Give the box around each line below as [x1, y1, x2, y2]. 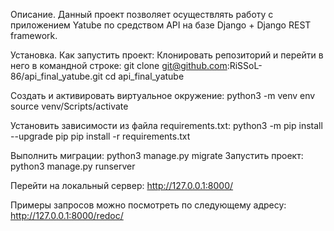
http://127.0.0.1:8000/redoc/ [10, 210, 124, 221]
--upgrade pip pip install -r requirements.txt [10, 130, 191, 142]
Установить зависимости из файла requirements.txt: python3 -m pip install [10, 120, 323, 131]
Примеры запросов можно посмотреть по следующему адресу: [10, 199, 287, 211]
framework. [10, 30, 58, 41]
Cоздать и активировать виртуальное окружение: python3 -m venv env [10, 90, 316, 101]
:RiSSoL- [226, 60, 263, 71]
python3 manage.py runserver [10, 160, 136, 172]
